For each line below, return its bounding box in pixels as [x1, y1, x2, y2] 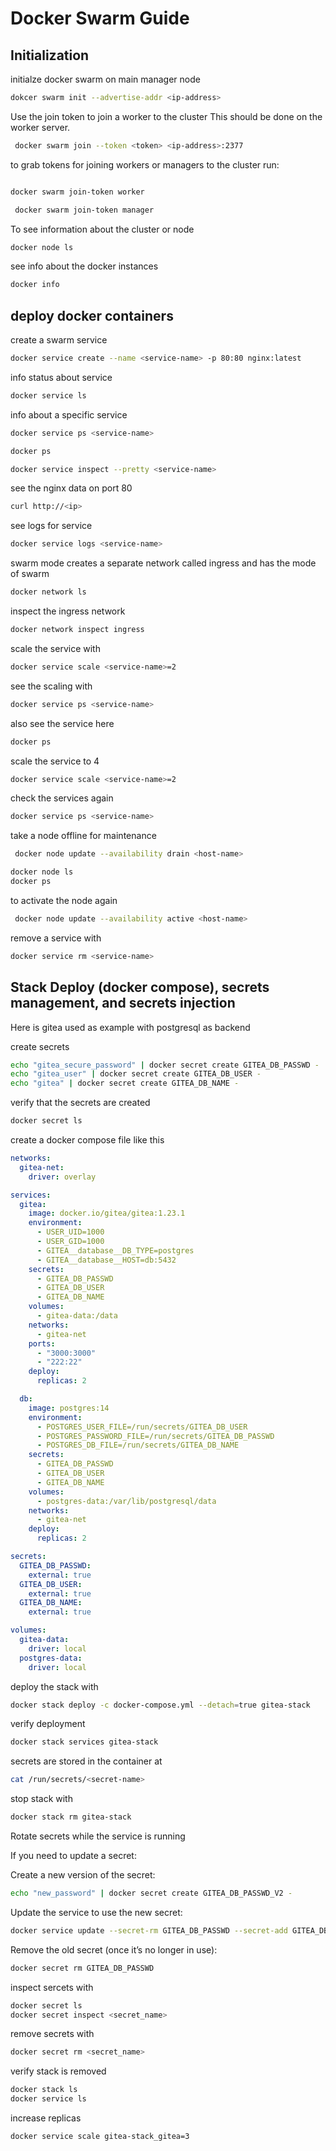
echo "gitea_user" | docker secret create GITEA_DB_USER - [10, 1069, 262, 1079]
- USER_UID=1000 [36, 1227, 105, 1237]
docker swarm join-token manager [14, 205, 155, 215]
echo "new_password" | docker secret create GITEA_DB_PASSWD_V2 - [10, 1888, 293, 1898]
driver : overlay [28, 1172, 97, 1182]
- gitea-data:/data [36, 1311, 118, 1321]
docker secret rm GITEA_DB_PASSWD [10, 1963, 155, 1973]
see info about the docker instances [10, 260, 159, 272]
